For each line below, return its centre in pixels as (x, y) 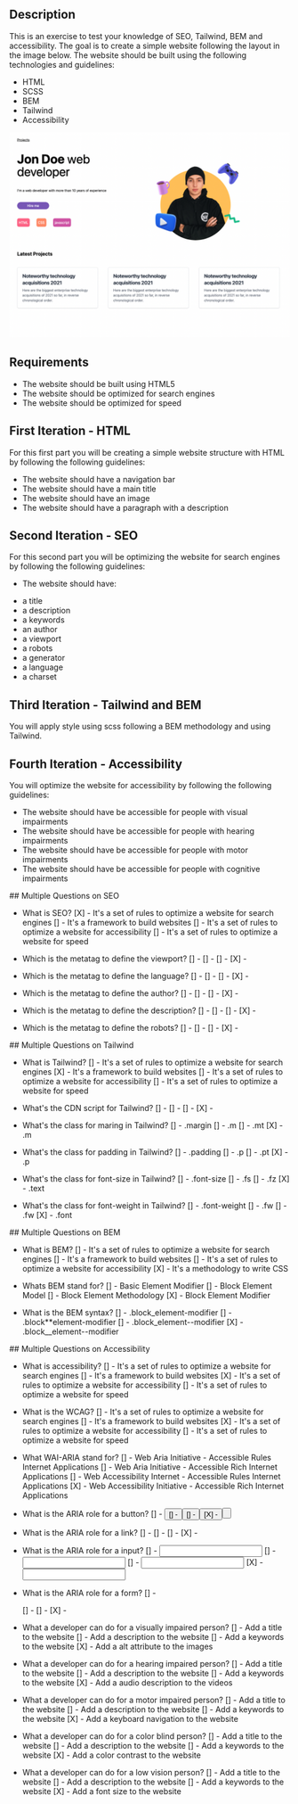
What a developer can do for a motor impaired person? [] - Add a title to (154, 1700)
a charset (40, 677)
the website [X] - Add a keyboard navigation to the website (130, 1719)
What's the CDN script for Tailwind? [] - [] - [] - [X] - (117, 1108)
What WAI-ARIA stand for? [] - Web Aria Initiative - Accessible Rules (146, 1458)
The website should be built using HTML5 (98, 383)
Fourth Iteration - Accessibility (96, 764)
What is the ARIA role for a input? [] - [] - (149, 1551)
